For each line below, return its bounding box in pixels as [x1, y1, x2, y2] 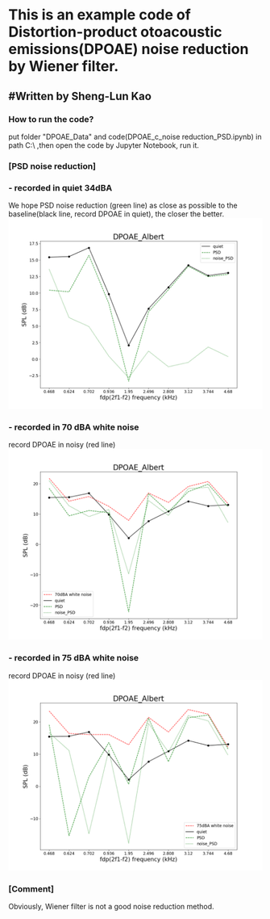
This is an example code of [8, 6, 191, 24]
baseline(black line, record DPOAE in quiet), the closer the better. [8, 209, 224, 219]
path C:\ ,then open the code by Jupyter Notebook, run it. [8, 140, 200, 150]
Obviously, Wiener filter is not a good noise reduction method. [8, 901, 215, 911]
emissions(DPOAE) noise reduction [8, 40, 249, 58]
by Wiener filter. [8, 57, 119, 76]
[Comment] [8, 883, 55, 894]
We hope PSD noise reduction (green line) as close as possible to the [8, 200, 238, 211]
